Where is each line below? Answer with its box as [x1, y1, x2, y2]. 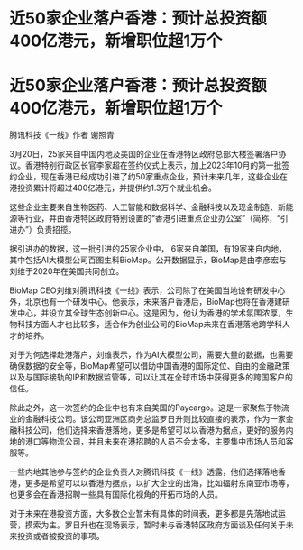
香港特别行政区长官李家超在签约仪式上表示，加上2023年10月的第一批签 [24, 160, 290, 171]
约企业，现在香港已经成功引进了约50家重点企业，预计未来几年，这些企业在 [9, 171, 289, 182]
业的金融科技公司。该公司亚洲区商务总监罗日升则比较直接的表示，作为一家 [9, 414, 286, 425]
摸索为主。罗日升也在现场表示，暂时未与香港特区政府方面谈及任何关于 [24, 519, 286, 530]
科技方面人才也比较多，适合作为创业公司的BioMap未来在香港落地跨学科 [16, 319, 283, 330]
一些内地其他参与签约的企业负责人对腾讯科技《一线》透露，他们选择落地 [9, 466, 278, 478]
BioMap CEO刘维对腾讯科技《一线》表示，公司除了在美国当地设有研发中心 [9, 285, 286, 296]
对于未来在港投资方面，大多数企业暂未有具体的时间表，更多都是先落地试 [9, 509, 278, 519]
